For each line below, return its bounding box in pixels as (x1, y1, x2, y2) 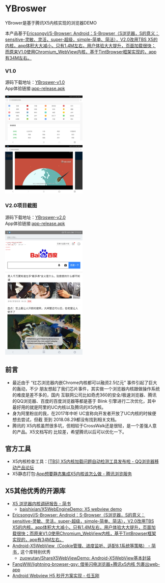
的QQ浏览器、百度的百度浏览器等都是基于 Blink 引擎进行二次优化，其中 (12, 398, 156, 404)
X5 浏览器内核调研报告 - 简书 (12, 501, 71, 507)
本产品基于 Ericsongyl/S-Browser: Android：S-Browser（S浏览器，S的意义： (5, 30, 160, 36)
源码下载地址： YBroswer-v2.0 (5, 214, 66, 220)
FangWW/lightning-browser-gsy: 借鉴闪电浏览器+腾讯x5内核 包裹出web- (12, 561, 160, 567)
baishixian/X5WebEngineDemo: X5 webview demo (19, 506, 122, 512)
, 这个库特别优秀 (18, 549, 51, 555)
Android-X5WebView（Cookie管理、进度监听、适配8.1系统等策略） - (12, 543, 151, 549)
